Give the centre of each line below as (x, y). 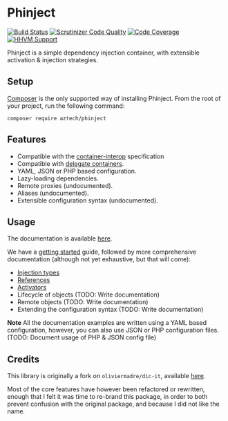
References (34, 280)
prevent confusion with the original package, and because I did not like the (113, 404)
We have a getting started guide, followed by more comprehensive (102, 252)
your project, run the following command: (66, 106)
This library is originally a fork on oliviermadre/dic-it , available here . (106, 376)
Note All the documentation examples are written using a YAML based (107, 323)
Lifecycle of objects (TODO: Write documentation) (88, 294)
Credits (23, 359)
